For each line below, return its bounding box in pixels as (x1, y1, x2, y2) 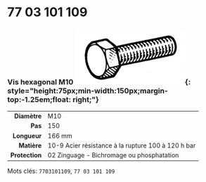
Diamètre (13, 112, 42, 120)
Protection (10, 151, 42, 160)
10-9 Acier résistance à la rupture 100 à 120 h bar (47, 141, 196, 150)
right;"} (72, 95, 100, 105)
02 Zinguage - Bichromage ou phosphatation (47, 151, 179, 160)
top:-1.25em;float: (7, 95, 72, 105)
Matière (18, 141, 42, 150)
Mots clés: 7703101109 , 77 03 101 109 (7, 167, 115, 175)
